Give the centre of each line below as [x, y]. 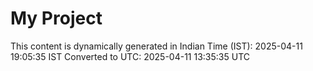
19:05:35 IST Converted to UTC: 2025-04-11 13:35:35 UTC [130, 56]
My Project [56, 18]
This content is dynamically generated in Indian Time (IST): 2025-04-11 [156, 46]
